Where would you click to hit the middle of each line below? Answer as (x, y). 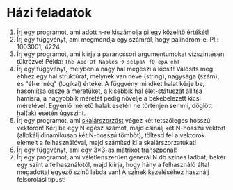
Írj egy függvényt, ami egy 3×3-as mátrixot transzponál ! (97, 150)
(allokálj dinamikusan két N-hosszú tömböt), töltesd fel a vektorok (111, 135)
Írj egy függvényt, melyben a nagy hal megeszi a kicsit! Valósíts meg (115, 69)
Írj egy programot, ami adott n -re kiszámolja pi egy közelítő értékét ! (113, 32)
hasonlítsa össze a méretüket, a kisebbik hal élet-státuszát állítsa (110, 91)
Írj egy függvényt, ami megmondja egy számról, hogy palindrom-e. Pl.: (118, 39)
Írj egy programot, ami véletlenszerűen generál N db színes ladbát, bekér (121, 157)
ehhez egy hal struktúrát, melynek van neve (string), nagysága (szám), (118, 76)
